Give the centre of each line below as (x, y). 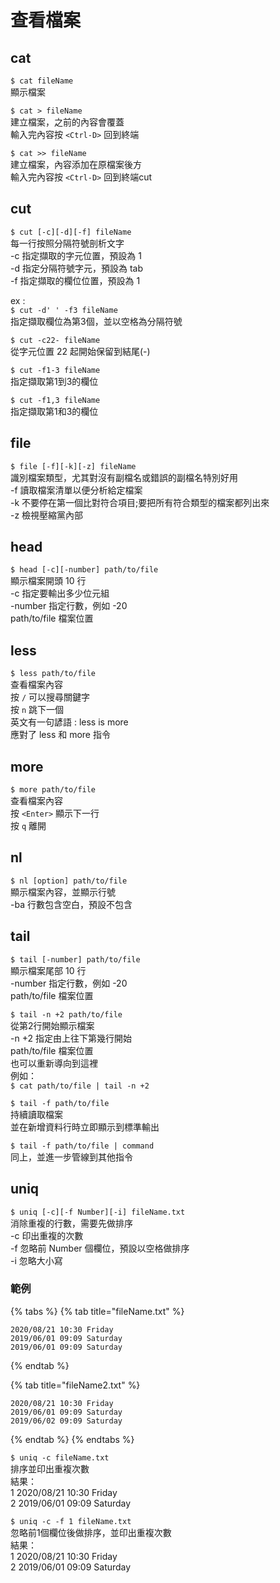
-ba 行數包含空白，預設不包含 (71, 904)
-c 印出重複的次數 (47, 1235)
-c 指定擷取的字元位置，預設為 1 (76, 255)
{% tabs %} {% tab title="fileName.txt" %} (97, 1311)
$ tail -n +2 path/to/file (66, 1014)
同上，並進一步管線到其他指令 (71, 1157)
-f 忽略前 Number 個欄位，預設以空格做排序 (100, 1248)
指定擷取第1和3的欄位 (54, 411)
